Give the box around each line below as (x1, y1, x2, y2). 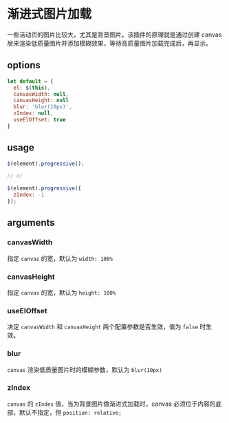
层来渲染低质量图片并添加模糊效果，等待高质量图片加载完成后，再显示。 (7, 39, 212, 47)
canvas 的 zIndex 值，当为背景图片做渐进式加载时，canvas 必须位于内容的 (7, 400, 216, 408)
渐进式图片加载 (7, 6, 92, 22)
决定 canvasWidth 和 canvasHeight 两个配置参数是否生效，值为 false (7, 322, 199, 331)
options (7, 59, 41, 71)
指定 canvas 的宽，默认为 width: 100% (7, 254, 113, 262)
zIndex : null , (13, 110, 54, 117)
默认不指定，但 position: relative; (19, 408, 122, 416)
